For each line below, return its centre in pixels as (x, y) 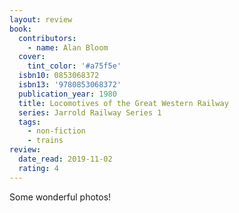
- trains (45, 141)
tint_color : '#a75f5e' (74, 66)
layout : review (41, 19)
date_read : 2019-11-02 (65, 159)
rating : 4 (38, 168)
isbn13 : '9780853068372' (70, 85)
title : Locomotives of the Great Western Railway (123, 103)
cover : (32, 57)
